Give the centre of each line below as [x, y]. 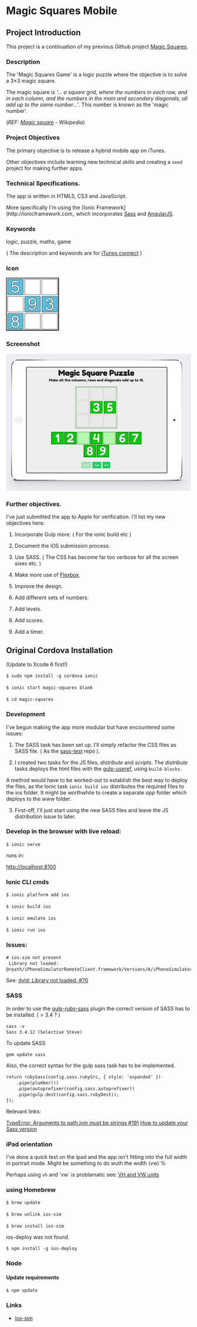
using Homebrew [31, 1189]
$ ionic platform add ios [38, 895]
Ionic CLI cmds [28, 882]
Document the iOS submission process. [62, 546]
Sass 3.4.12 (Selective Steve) [44, 1032]
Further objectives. [34, 504]
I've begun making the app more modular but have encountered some [91, 727]
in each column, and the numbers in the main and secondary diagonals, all [97, 99]
